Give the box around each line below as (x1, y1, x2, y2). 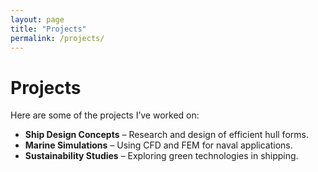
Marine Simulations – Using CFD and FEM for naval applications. (24, 139, 293, 151)
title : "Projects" (10, 24, 87, 34)
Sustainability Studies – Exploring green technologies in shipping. (24, 150, 299, 162)
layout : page (10, 14, 65, 25)
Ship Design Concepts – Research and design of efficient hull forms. (24, 129, 309, 141)
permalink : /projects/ (10, 33, 105, 43)
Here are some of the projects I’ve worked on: (10, 109, 200, 121)
